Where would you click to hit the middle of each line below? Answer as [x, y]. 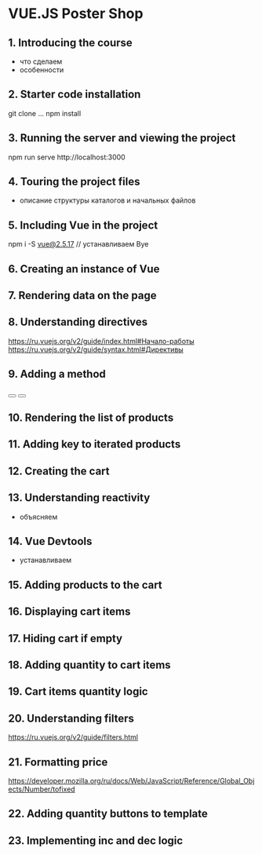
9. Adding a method [57, 374]
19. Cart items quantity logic [78, 692]
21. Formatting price [58, 762]
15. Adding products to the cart [85, 585]
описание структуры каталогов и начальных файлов [107, 200]
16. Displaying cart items [69, 612]
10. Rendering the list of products [91, 418]
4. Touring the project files [74, 182]
